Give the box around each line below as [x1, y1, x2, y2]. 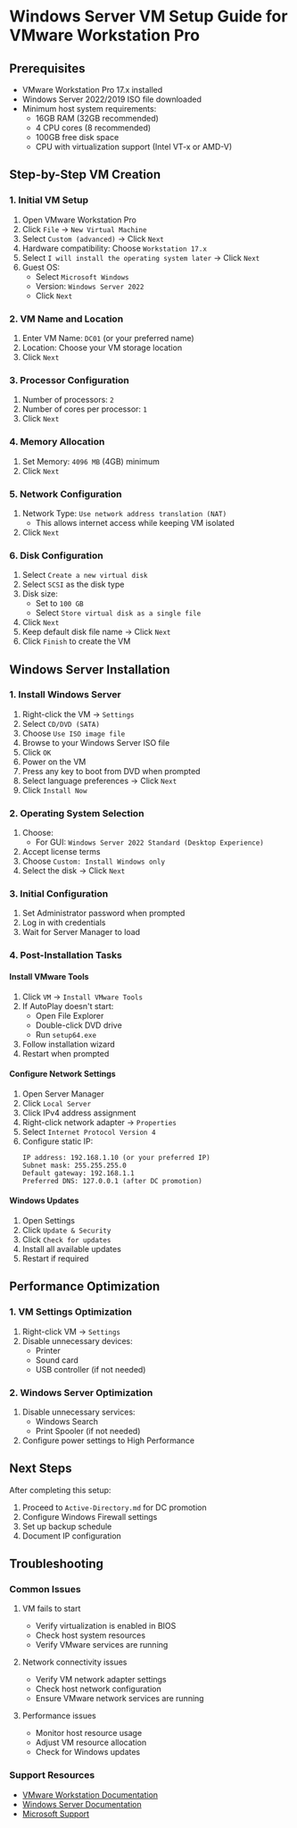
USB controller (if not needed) [35, 1364, 146, 1374]
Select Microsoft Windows [35, 271, 129, 282]
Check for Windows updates [35, 1747, 141, 1757]
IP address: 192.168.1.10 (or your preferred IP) [21, 1153, 211, 1162]
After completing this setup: [9, 1484, 111, 1495]
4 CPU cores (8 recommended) [35, 122, 152, 133]
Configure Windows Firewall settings [21, 1511, 158, 1522]
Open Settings [21, 1214, 76, 1225]
